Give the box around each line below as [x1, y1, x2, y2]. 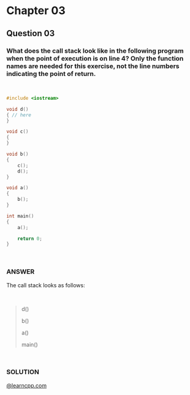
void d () [6, 106, 29, 112]
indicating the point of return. [6, 69, 96, 78]
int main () [6, 213, 34, 219]
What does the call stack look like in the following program [6, 47, 184, 55]
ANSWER [6, 268, 35, 276]
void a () [6, 185, 29, 191]
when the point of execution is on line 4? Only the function [6, 54, 184, 62]
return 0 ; [17, 235, 43, 242]
